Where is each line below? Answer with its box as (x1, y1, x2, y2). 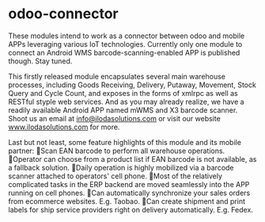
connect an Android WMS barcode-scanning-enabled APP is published (8, 48, 240, 57)
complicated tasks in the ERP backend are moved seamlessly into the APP (8, 179, 250, 189)
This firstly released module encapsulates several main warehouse (8, 71, 226, 81)
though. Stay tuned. (8, 56, 73, 66)
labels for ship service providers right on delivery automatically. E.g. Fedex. (8, 205, 253, 214)
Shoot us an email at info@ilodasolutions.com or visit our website (8, 113, 221, 123)
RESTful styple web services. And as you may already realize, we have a (8, 97, 244, 106)
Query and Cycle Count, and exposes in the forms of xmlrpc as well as (8, 88, 239, 98)
